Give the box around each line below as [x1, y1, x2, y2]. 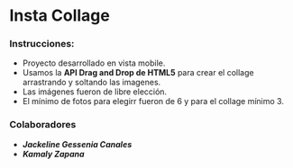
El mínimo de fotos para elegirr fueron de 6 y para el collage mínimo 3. [22, 96, 284, 107]
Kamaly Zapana [22, 148, 85, 159]
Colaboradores [9, 119, 77, 131]
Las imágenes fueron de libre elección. [22, 86, 168, 97]
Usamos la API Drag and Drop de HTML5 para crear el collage [22, 67, 254, 78]
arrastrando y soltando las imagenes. [22, 77, 161, 88]
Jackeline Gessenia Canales [22, 138, 133, 149]
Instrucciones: [9, 38, 75, 50]
